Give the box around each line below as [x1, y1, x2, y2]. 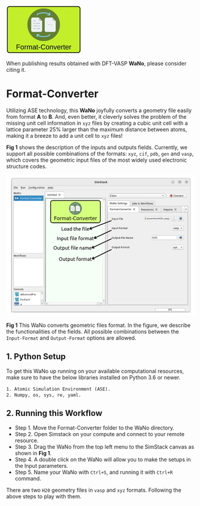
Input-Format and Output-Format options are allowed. [6, 334, 137, 342]
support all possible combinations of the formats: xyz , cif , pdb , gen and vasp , [6, 150, 194, 157]
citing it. [6, 66, 26, 73]
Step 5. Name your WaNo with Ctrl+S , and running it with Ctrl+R [14, 468, 173, 476]
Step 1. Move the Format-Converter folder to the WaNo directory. [14, 424, 175, 431]
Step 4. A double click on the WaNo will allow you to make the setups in [14, 456, 191, 463]
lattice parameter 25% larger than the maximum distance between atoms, [6, 125, 187, 133]
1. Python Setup [6, 351, 66, 362]
